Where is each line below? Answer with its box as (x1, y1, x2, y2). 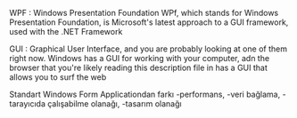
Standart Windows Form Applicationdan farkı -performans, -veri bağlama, (9, 89, 281, 99)
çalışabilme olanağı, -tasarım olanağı (47, 98, 182, 109)
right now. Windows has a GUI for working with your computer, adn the (9, 53, 270, 63)
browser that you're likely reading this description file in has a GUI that (9, 62, 268, 73)
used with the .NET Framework (9, 27, 123, 36)
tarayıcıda (9, 98, 46, 109)
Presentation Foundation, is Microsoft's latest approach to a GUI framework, (9, 17, 289, 28)
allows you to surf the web (9, 72, 107, 83)
